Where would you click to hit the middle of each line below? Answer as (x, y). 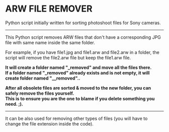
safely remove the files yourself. (40, 93)
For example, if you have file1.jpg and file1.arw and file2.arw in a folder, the (82, 52)
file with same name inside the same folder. (50, 42)
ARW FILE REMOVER (49, 9)
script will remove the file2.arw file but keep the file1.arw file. (68, 57)
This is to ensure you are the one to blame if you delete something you (80, 98)
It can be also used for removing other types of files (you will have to (76, 118)
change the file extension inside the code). (50, 123)
